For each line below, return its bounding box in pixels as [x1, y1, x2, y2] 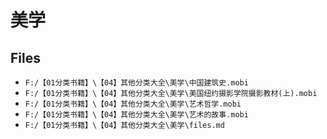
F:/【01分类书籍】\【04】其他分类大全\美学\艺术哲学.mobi [24, 99, 242, 109]
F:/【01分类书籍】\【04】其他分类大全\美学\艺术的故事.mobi [24, 110, 249, 120]
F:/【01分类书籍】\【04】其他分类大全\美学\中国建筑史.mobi [24, 78, 249, 88]
